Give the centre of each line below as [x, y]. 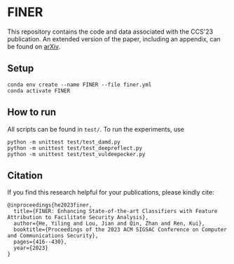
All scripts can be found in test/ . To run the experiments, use [96, 129]
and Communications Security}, [53, 236]
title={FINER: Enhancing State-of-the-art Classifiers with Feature [116, 211]
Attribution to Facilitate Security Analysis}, [78, 218]
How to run [32, 112]
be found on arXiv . [34, 46]
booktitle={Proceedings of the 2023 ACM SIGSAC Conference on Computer [121, 230]
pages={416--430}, [41, 242]
